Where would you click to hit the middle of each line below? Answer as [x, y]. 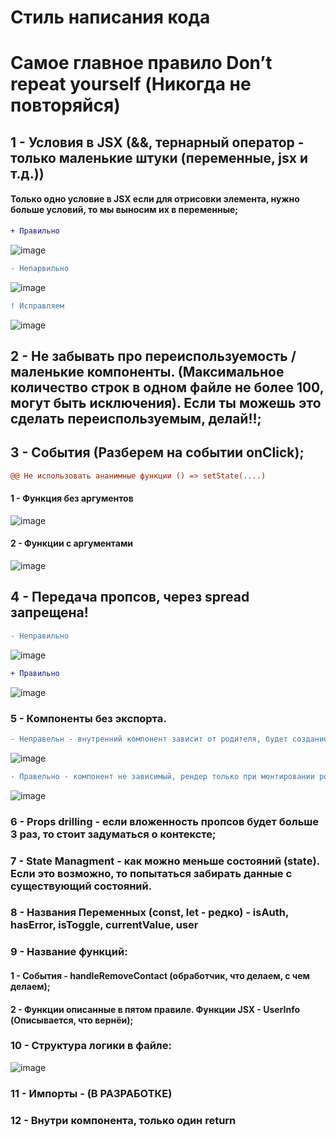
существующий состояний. [81, 886]
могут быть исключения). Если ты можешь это [166, 402]
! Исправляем [37, 306]
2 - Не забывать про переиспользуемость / [153, 356]
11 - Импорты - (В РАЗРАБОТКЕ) [91, 1093]
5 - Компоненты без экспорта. [88, 718]
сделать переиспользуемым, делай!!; [136, 418]
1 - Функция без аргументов [72, 498]
